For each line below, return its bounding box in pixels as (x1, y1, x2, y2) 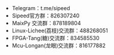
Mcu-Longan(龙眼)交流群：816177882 (11, 42, 106, 49)
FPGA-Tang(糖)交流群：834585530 (11, 35, 100, 41)
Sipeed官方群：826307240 (11, 12, 80, 19)
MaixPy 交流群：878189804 (11, 20, 81, 26)
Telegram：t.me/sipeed (11, 5, 70, 11)
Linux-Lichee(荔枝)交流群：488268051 (11, 27, 108, 34)
